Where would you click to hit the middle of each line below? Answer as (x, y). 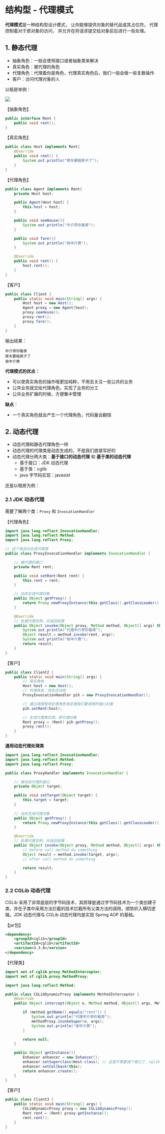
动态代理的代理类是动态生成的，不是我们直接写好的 (64, 451)
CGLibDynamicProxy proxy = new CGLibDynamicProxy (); (78, 1109)
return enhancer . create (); (50, 1071)
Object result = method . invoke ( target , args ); (71, 854)
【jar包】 (14, 925)
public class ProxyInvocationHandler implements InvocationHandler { (78, 553)
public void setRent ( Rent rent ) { (49, 576)
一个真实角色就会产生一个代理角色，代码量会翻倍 (62, 415)
